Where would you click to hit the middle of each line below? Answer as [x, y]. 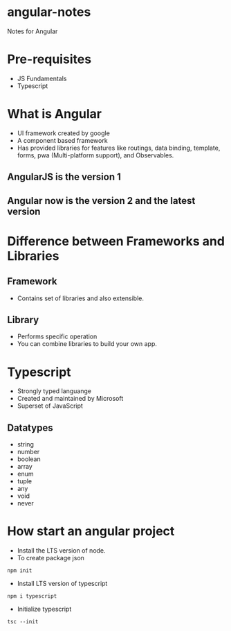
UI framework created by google [64, 133]
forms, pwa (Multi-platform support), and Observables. [95, 155]
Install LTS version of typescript [62, 584]
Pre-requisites [49, 59]
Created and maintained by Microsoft [70, 399]
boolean [29, 459]
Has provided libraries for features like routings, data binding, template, [119, 148]
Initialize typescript [44, 609]
